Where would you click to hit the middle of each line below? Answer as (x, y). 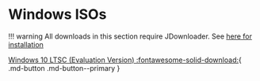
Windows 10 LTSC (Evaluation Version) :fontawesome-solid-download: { (125, 60)
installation (26, 44)
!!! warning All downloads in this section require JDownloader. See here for (130, 36)
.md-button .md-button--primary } (64, 68)
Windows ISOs (57, 15)
